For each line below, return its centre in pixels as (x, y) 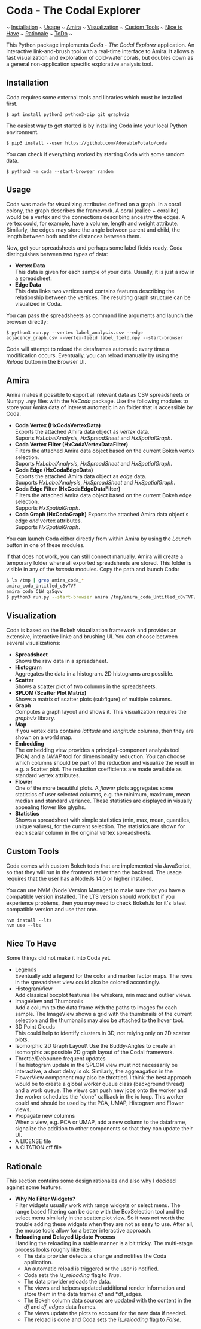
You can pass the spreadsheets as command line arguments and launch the (100, 315)
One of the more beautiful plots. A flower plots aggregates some (94, 788)
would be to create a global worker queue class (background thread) (99, 1084)
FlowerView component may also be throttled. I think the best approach (103, 1078)
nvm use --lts (24, 925)
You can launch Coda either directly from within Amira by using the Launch (99, 539)
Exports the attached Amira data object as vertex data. (82, 432)
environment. (22, 132)
